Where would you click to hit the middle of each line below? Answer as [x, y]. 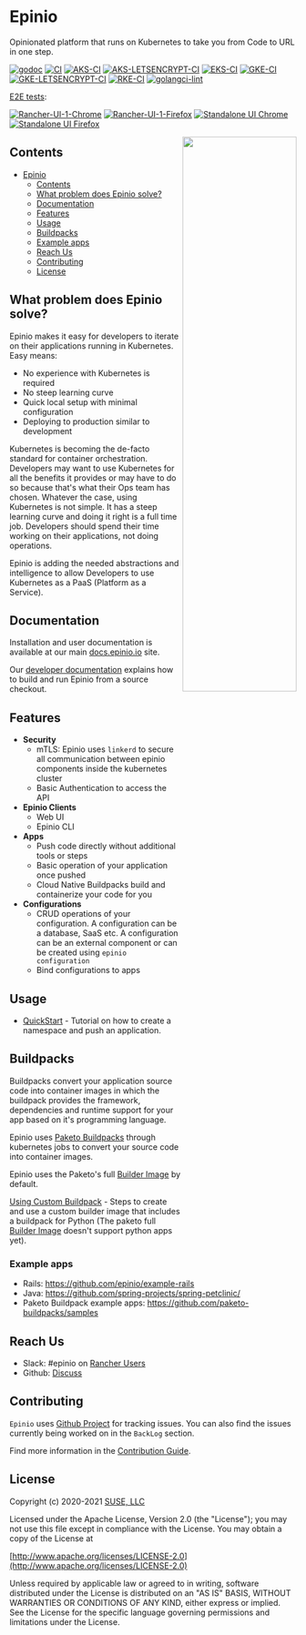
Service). [26, 592]
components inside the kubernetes [102, 769]
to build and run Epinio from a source [79, 679]
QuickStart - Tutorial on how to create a [97, 1021]
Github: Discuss [52, 1373]
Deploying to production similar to [86, 421]
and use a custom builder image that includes [95, 1211]
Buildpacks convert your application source [91, 1081]
